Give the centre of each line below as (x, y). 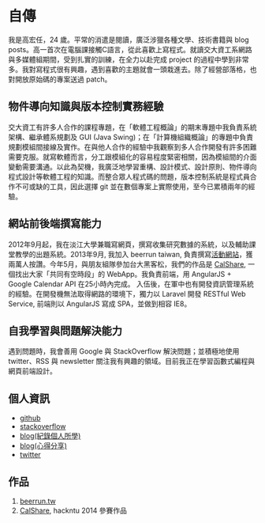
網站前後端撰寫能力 (55, 224)
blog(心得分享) (43, 446)
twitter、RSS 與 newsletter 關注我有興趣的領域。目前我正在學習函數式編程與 (131, 362)
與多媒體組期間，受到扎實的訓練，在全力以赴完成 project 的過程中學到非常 (129, 59)
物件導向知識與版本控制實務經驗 (86, 106)
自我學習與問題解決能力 (65, 330)
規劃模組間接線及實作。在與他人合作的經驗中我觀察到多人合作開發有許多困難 (132, 146)
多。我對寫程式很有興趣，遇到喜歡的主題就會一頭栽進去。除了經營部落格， (129, 69)
